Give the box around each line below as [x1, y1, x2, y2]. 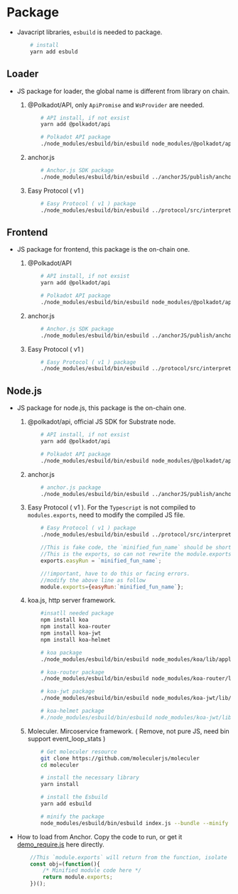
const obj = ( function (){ [30, 861, 100, 868]
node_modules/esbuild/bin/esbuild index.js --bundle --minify [40, 819, 229, 826]
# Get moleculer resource [40, 748, 118, 755]
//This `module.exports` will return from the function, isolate [30, 853, 228, 861]
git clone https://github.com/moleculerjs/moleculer [40, 755, 200, 762]
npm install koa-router [40, 623, 111, 630]
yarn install [40, 781, 80, 788]
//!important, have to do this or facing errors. [40, 570, 190, 577]
